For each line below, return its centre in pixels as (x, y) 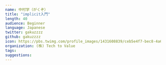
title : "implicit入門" (28, 14)
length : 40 (16, 19)
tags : (11, 50)
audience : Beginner (25, 23)
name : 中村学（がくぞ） (27, 10)
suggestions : (19, 55)
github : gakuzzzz (23, 37)
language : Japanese (25, 28)
